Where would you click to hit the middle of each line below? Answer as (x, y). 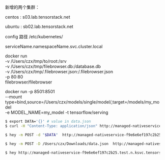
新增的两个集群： (22, 7)
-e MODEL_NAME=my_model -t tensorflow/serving (57, 112)
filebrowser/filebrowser (29, 82)
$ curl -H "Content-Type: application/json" (51, 126)
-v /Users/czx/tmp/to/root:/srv (36, 61)
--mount (14, 97)
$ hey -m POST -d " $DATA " (31, 135)
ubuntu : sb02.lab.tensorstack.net (39, 27)
